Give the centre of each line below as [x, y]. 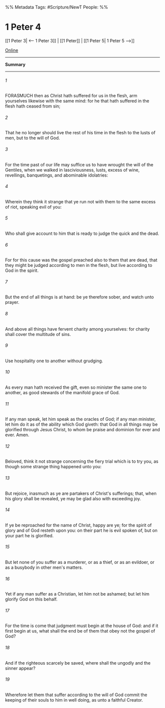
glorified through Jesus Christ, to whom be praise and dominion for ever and [82, 430]
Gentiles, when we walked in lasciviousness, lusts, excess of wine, [72, 170]
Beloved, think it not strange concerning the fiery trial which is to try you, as [82, 461]
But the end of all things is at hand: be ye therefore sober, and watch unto [80, 297]
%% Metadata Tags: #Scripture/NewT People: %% [56, 7]
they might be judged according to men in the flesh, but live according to [79, 265]
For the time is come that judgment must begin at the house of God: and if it [82, 626]
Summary [15, 64]
